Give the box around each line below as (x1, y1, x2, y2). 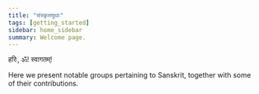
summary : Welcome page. (8, 33, 87, 42)
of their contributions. (8, 79, 79, 89)
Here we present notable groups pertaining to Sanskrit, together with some (8, 70, 252, 80)
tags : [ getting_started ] (8, 19, 90, 27)
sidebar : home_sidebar (8, 26, 83, 34)
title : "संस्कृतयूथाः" (8, 11, 65, 20)
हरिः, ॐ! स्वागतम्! (8, 55, 53, 64)
